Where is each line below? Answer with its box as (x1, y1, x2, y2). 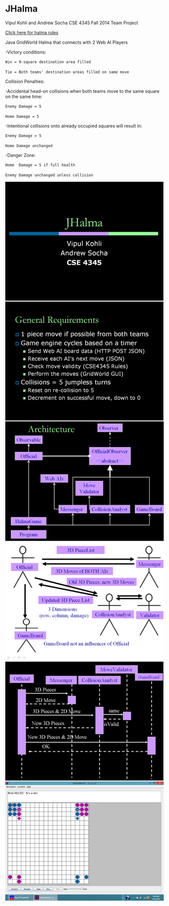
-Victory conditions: (5, 49, 46, 55)
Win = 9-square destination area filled (5, 59, 92, 65)
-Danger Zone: (5, 152, 36, 158)
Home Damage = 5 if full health (5, 162, 75, 167)
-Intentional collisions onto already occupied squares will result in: (5, 123, 142, 129)
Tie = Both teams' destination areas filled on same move (5, 69, 129, 75)
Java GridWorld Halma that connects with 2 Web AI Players (5, 39, 128, 45)
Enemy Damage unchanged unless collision (5, 173, 94, 178)
